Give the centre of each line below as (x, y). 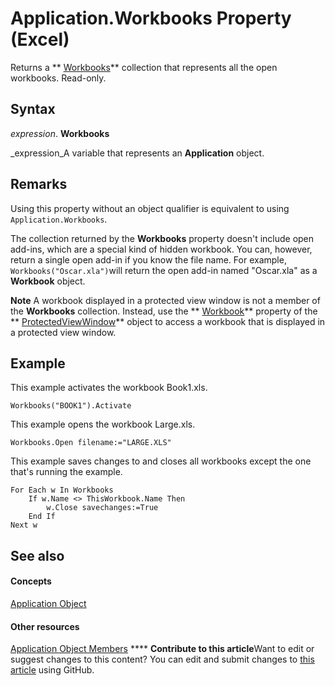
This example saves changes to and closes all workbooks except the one (161, 461)
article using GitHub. (52, 670)
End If (42, 517)
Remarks (39, 184)
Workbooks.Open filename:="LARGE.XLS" (91, 443)
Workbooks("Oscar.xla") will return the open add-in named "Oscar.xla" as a (164, 270)
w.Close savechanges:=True (102, 508)
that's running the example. (66, 472)
